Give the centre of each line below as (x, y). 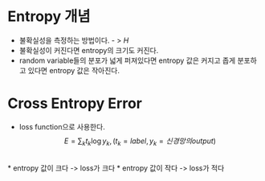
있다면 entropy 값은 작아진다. (73, 70)
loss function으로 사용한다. (62, 126)
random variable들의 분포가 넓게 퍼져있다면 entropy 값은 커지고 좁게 (127, 60)
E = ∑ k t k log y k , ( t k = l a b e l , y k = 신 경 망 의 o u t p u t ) (140, 142)
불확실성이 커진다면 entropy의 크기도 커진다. (89, 50)
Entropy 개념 (49, 16)
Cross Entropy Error (75, 103)
